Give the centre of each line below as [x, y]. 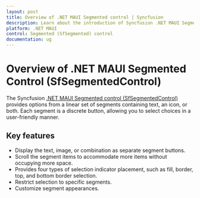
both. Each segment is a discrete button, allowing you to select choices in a [99, 110]
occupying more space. [44, 163]
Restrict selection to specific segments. [63, 182]
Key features [30, 136]
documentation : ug [29, 39]
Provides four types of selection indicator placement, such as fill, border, [104, 169]
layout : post [22, 12]
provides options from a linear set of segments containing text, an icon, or [97, 104]
